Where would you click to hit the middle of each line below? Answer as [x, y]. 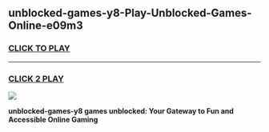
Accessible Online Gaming [53, 119]
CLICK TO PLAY [39, 49]
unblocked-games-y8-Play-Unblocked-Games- [130, 13]
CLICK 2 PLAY [36, 78]
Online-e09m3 [46, 26]
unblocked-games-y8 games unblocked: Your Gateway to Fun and [121, 110]
